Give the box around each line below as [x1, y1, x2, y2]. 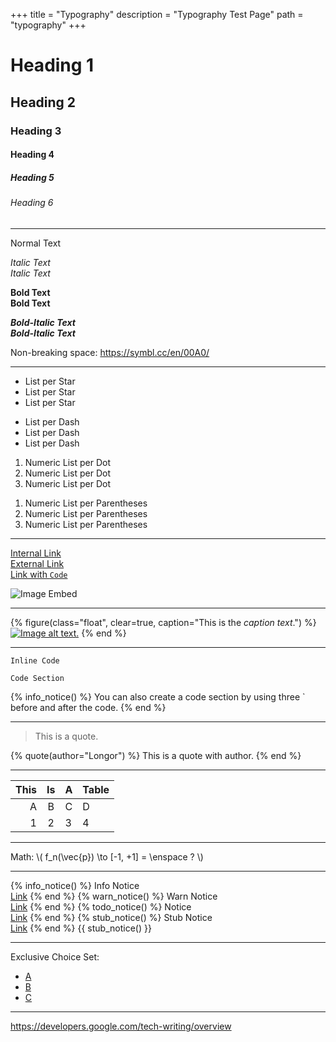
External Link [10, 557, 65, 569]
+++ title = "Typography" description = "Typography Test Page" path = [10, 9, 304, 20]
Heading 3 [10, 124, 62, 138]
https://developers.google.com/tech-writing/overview [10, 1020, 232, 1032]
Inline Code [10, 655, 60, 666]
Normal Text [10, 237, 62, 249]
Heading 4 [10, 149, 55, 161]
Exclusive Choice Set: [10, 950, 100, 963]
